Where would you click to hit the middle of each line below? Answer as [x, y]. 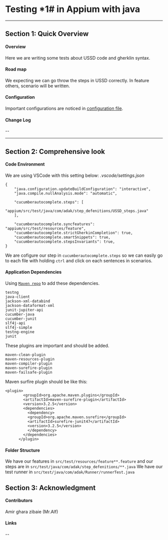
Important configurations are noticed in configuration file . [64, 108]
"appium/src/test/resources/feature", [45, 228]
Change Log [18, 120]
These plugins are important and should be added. [57, 345]
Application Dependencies [33, 272]
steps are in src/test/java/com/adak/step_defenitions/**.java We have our [84, 467]
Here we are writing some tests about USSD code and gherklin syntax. [78, 58]
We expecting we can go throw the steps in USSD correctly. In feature [77, 80]
